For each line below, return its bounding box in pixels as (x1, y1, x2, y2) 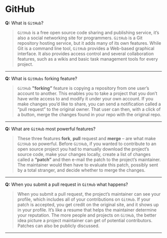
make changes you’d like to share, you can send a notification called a (17, 101, 161, 107)
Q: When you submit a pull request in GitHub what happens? (5, 181, 128, 187)
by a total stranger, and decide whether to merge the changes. (17, 167, 146, 173)
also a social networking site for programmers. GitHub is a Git (17, 35, 143, 41)
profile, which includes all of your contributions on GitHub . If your (17, 196, 151, 202)
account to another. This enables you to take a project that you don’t (17, 90, 158, 96)
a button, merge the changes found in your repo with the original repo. (17, 111, 162, 117)
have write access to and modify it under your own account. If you (17, 95, 154, 101)
